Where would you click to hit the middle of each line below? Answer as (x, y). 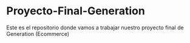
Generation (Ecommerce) (38, 33)
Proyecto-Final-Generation (76, 11)
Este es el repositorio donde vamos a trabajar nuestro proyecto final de (95, 27)
